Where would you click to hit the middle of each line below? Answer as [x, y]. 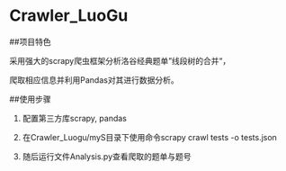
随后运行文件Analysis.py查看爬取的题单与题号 [107, 156]
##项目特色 [30, 41]
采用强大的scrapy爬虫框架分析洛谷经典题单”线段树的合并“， [120, 60]
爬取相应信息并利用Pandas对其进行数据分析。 [94, 80]
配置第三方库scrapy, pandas [75, 118]
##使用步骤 [30, 99]
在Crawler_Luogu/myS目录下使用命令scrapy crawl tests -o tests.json [149, 137]
